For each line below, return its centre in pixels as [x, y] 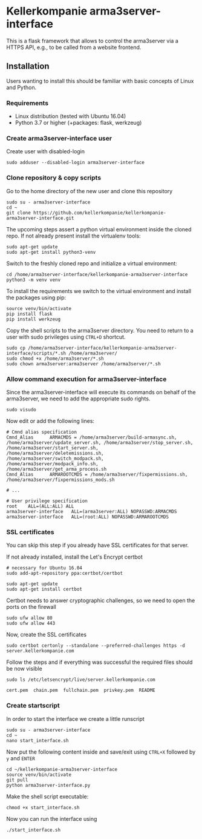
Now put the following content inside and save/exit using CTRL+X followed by [101, 752]
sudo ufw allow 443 [31, 623]
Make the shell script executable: [47, 796]
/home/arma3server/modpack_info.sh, [52, 464]
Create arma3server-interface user [59, 138]
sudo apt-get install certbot [44, 589]
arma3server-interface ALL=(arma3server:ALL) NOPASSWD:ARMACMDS [92, 511]
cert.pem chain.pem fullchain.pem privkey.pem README [81, 691]
